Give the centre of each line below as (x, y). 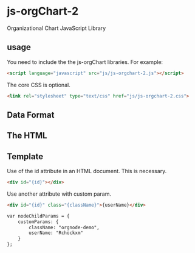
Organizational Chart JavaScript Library (56, 28)
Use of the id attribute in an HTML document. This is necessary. (87, 171)
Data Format (31, 115)
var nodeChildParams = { (38, 216)
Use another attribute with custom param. (59, 194)
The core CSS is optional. (39, 85)
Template (25, 156)
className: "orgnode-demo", (64, 227)
